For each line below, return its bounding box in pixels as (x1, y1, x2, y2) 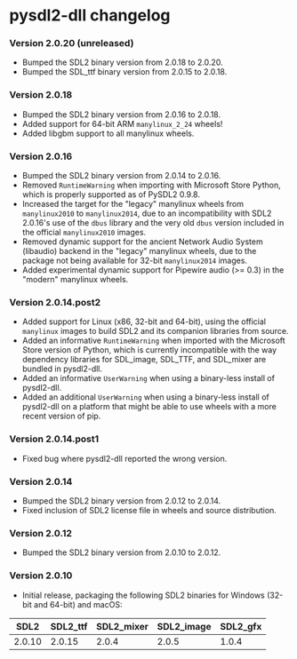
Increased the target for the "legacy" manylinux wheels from (21, 199, 245, 210)
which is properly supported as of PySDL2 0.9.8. (21, 189, 200, 200)
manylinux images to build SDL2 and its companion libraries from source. (21, 326, 289, 337)
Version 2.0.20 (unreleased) (9, 37, 134, 50)
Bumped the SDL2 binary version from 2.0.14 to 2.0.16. (21, 171, 221, 181)
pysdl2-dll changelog (9, 5, 171, 26)
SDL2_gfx (220, 620, 262, 632)
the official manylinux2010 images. (21, 227, 147, 238)
